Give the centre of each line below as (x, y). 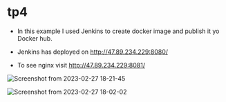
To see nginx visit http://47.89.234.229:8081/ (81, 65)
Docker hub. (35, 38)
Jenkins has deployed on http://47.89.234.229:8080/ (92, 52)
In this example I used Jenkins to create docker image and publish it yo (118, 31)
